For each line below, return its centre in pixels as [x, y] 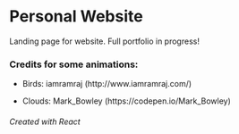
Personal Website [76, 17]
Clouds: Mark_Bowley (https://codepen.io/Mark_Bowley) [126, 101]
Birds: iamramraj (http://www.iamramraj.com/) [107, 84]
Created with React [45, 121]
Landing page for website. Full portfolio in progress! [104, 41]
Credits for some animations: [74, 64]
